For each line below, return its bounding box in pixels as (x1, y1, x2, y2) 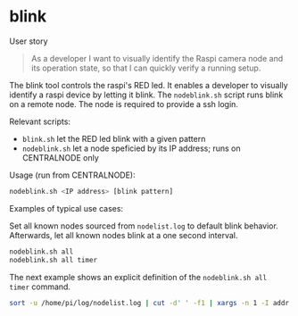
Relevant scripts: (9, 116, 71, 127)
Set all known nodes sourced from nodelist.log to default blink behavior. (9, 220, 278, 231)
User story (9, 36, 48, 46)
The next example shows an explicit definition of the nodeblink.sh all (9, 271, 268, 282)
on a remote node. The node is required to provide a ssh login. (9, 98, 239, 109)
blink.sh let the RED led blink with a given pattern (21, 133, 206, 144)
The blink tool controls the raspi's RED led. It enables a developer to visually (9, 79, 288, 90)
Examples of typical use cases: (9, 203, 123, 213)
